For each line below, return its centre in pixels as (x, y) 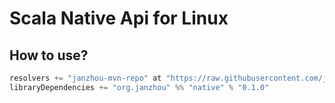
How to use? (49, 55)
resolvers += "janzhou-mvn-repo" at (85, 78)
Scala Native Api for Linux (119, 18)
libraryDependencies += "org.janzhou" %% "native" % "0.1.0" (139, 87)
